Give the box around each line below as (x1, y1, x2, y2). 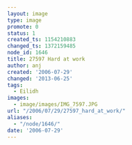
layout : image (7, 10, 49, 17)
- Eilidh (13, 88, 39, 95)
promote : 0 (7, 23, 39, 30)
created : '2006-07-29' (7, 68, 73, 75)
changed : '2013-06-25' (7, 75, 73, 82)
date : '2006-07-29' (7, 127, 64, 134)
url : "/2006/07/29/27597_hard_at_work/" (7, 107, 126, 114)
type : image (7, 17, 42, 24)
